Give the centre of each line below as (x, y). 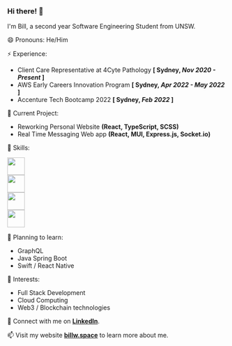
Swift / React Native (46, 266)
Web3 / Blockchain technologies (64, 308)
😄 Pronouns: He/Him (38, 40)
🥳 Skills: (18, 148)
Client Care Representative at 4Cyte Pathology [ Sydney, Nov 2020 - (116, 70)
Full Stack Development (51, 293)
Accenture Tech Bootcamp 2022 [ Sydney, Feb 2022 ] (95, 100)
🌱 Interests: (24, 280)
